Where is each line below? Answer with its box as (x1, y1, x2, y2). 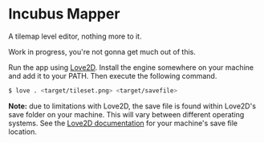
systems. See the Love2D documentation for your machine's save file (8, 118, 238, 128)
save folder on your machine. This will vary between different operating (8, 109, 245, 119)
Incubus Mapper (8, 5, 120, 23)
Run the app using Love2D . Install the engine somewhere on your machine (8, 62, 254, 72)
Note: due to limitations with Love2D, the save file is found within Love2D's (8, 101, 257, 111)
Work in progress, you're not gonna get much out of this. (8, 47, 197, 56)
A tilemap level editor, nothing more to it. (8, 31, 142, 41)
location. (8, 126, 38, 137)
